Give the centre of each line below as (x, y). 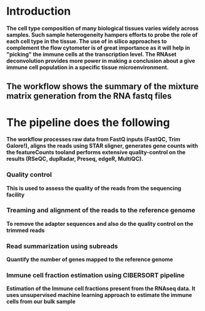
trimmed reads (25, 230)
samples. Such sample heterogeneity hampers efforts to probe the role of (102, 34)
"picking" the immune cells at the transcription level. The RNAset (91, 54)
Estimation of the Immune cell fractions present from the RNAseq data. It (101, 288)
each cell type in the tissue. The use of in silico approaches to (87, 41)
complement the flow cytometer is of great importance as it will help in (98, 48)
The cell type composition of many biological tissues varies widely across (102, 28)
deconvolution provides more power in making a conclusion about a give (101, 61)
